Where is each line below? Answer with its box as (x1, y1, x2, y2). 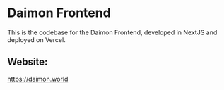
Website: (7, 56, 48, 68)
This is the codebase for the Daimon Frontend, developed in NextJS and (7, 28, 218, 37)
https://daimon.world (7, 75, 69, 83)
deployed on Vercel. (7, 35, 66, 44)
